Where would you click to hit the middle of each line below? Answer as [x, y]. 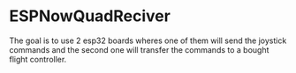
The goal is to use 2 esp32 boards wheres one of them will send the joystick [148, 40]
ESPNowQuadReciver [90, 16]
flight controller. [38, 59]
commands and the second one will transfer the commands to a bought [139, 49]
